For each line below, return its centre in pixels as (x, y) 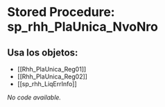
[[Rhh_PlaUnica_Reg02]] (52, 76)
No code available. (34, 97)
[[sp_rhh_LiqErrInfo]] (47, 84)
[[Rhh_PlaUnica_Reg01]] (52, 69)
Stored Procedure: (61, 12)
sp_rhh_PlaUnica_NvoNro (82, 27)
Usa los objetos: (43, 52)
